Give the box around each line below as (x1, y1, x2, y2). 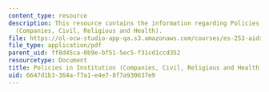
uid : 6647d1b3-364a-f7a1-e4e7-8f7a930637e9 (8, 71, 156, 79)
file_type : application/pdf (8, 42, 102, 50)
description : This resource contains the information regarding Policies (8, 19, 260, 27)
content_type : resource (8, 11, 88, 20)
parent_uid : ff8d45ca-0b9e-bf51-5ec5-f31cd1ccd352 (8, 49, 181, 57)
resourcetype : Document (8, 57, 88, 65)
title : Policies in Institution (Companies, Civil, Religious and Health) (8, 64, 263, 72)
